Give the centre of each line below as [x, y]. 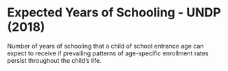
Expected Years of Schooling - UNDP [114, 13]
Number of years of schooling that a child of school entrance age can [105, 46]
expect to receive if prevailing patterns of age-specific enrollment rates [108, 53]
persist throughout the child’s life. [54, 60]
